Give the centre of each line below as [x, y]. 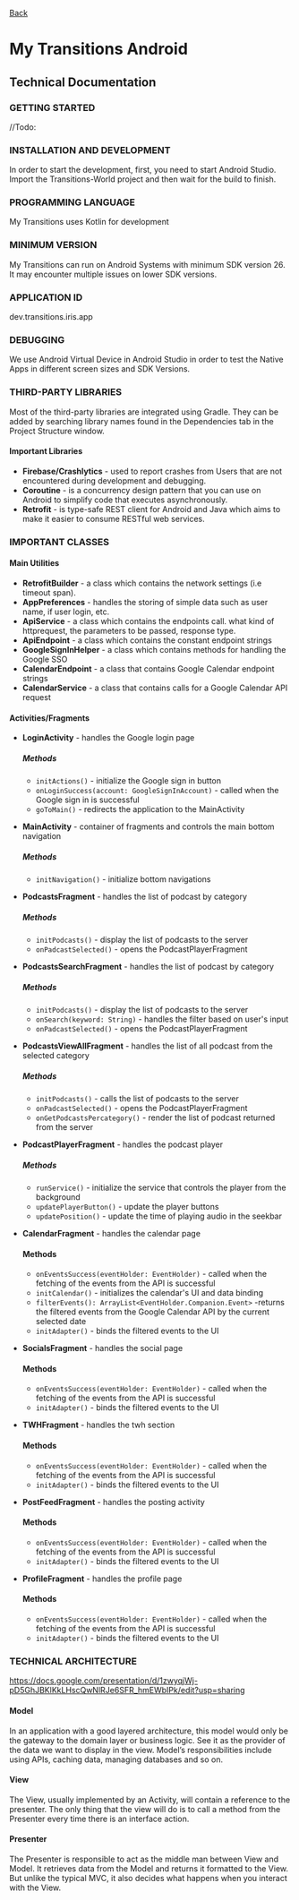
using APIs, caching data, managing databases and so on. [116, 1759]
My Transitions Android [98, 49]
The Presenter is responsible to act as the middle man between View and [144, 1859]
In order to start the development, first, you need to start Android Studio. [143, 170]
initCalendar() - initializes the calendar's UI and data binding [149, 1293]
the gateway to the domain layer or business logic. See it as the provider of [148, 1740]
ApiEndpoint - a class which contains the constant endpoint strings [147, 640]
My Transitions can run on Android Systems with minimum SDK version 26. [148, 264]
